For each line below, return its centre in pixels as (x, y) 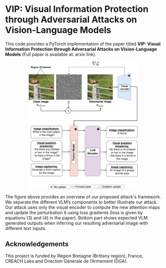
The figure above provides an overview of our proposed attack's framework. (83, 197)
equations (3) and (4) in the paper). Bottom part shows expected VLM (76, 218)
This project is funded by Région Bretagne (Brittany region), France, (74, 256)
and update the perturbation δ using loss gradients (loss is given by (74, 213)
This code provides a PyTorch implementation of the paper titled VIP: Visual (83, 44)
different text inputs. (26, 228)
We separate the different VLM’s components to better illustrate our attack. (82, 202)
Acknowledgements (37, 244)
